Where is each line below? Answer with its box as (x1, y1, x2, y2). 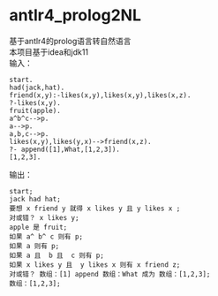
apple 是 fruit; (9, 223, 68, 231)
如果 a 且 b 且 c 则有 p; (9, 251, 104, 260)
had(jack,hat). (9, 83, 65, 92)
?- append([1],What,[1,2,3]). (9, 145, 121, 154)
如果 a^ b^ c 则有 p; (9, 231, 84, 241)
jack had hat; (9, 194, 62, 203)
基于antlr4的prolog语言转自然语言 (9, 35, 132, 46)
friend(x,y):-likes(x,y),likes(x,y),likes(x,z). (9, 90, 192, 100)
